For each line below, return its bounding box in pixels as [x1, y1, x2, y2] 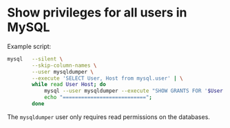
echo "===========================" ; [43, 94, 153, 101]
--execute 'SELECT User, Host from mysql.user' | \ [32, 74, 184, 82]
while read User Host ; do [32, 81, 107, 88]
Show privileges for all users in [7, 5, 187, 21]
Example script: [7, 42, 52, 50]
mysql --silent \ [7, 55, 63, 63]
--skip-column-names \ [32, 62, 97, 69]
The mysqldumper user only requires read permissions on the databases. [7, 112, 210, 121]
